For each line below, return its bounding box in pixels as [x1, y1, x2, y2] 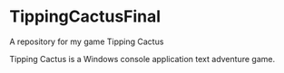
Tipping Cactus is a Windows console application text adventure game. [9, 53, 275, 64]
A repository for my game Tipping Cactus [9, 36, 164, 47]
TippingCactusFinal [9, 6, 162, 27]
